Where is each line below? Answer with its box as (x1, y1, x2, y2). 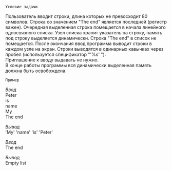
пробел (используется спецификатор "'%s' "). (5, 51, 106, 57)
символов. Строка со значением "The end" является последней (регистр (5, 19, 167, 25)
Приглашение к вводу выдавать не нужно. (5, 57, 99, 63)
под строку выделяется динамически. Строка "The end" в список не (5, 35, 157, 41)
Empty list (5, 160, 27, 166)
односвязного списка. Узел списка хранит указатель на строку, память (5, 30, 163, 35)
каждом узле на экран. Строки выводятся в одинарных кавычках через (5, 46, 164, 52)
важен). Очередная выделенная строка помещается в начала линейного (5, 24, 166, 30)
